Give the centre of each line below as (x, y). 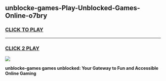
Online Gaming (21, 73)
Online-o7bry (26, 16)
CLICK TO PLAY (24, 30)
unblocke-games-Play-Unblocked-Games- (73, 8)
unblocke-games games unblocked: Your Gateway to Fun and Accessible (82, 68)
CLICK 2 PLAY (22, 48)
